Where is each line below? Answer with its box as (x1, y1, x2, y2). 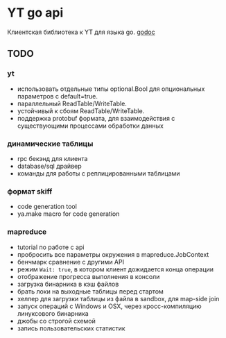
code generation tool (17, 203, 78, 211)
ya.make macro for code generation (17, 210, 120, 218)
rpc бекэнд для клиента (17, 154, 88, 162)
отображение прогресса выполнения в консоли (17, 272, 160, 280)
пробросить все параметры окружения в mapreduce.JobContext (17, 250, 209, 258)
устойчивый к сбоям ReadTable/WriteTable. (17, 106, 145, 115)
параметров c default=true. (17, 92, 98, 100)
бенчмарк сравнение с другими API (17, 257, 125, 266)
